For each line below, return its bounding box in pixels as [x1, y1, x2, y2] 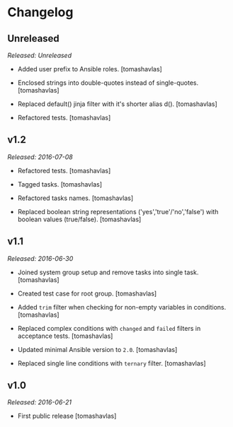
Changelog [7, 4, 74, 21]
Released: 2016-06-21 [7, 398, 72, 406]
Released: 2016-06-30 [7, 254, 74, 262]
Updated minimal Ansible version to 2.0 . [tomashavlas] [17, 345, 178, 353]
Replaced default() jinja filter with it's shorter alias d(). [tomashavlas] [17, 100, 217, 108]
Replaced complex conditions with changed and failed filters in [17, 324, 201, 332]
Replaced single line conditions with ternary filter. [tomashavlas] [17, 358, 207, 368]
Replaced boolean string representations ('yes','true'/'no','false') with [17, 207, 219, 216]
